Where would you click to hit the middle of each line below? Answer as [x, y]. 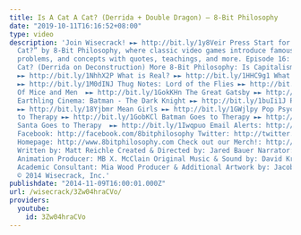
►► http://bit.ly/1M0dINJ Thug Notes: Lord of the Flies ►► [132, 84]
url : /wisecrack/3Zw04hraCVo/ [66, 192]
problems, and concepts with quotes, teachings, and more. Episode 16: [154, 59]
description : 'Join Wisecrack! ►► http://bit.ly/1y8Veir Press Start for [150, 42]
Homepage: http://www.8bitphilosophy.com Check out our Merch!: [140, 142]
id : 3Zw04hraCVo [56, 217]
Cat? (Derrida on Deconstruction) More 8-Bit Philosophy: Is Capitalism [156, 68]
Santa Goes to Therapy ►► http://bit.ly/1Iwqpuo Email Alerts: [140, 126]
